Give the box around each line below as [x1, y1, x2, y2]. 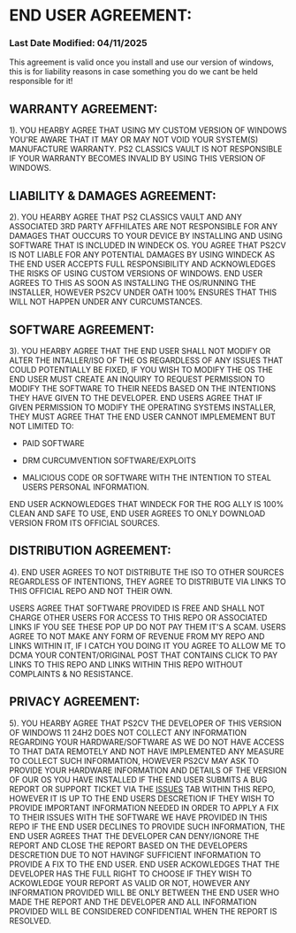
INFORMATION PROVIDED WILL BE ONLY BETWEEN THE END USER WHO [9, 887, 280, 898]
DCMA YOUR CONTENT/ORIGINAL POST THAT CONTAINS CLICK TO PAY [9, 650, 278, 660]
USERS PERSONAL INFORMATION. [21, 482, 150, 492]
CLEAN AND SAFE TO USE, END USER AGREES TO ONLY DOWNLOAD [9, 508, 266, 519]
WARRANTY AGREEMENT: [9, 101, 158, 116]
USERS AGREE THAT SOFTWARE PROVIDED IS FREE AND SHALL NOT [9, 603, 265, 613]
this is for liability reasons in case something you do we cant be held [9, 66, 258, 77]
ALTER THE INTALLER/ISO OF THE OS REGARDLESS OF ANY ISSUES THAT [9, 355, 284, 366]
